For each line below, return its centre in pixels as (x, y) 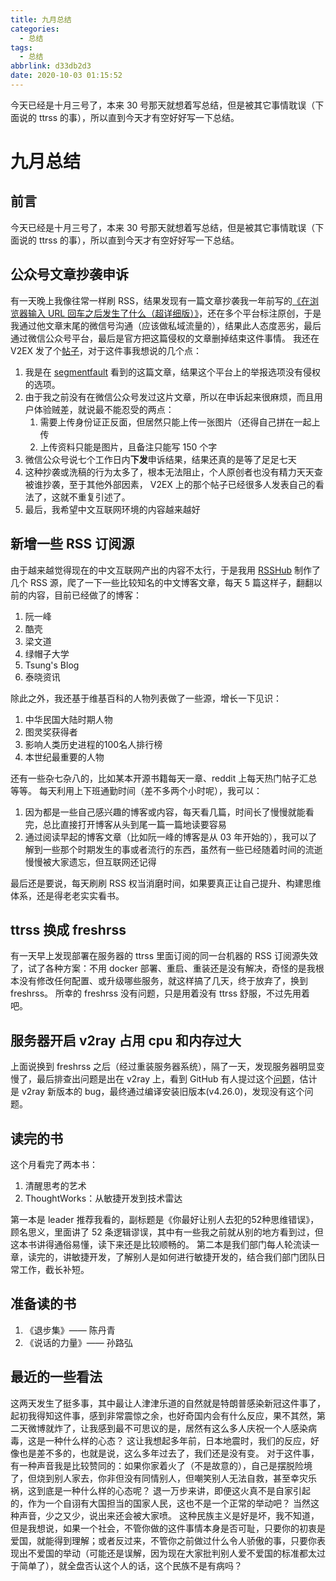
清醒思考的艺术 (55, 1185)
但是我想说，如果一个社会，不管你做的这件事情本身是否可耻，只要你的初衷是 (168, 1528)
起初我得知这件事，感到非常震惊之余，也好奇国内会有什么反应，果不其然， (163, 1415)
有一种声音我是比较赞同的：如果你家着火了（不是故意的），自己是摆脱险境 (161, 1465)
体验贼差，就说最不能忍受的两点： (104, 409)
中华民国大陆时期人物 (68, 719)
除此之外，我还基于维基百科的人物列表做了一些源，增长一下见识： (146, 698)
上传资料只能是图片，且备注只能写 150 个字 (128, 447)
